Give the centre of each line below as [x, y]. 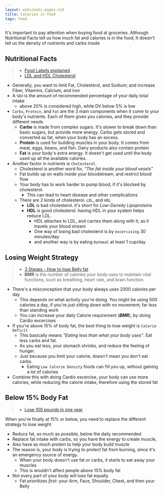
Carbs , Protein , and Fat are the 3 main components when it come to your [86, 112]
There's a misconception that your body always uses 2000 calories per [84, 289]
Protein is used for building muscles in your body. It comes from [84, 143]
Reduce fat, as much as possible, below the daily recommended [77, 434]
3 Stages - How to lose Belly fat [56, 269]
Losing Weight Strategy [42, 257]
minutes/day [47, 237]
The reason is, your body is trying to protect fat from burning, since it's [84, 449]
